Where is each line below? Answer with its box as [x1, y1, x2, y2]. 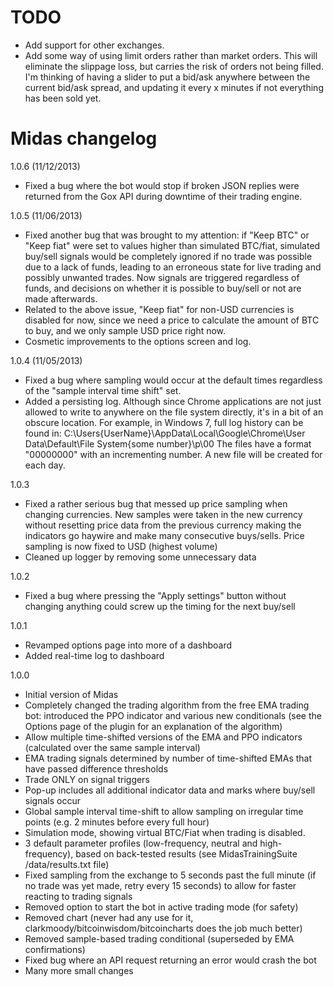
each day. [24, 459, 66, 471]
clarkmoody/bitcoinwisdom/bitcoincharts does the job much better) [24, 922, 303, 934]
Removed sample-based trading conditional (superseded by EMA [24, 932, 295, 945]
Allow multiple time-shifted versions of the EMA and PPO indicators [24, 731, 303, 743]
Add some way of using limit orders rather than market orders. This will [24, 49, 318, 61]
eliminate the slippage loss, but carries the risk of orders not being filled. [24, 60, 324, 72]
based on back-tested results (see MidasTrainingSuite [75, 847, 298, 860]
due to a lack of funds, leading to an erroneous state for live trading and [24, 261, 322, 273]
